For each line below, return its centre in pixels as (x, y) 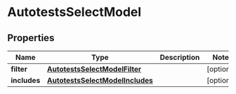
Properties (31, 38)
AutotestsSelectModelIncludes (100, 80)
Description (180, 57)
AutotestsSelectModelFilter (94, 69)
